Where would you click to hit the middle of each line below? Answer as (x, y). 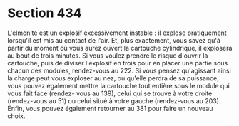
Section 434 (45, 13)
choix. (16, 116)
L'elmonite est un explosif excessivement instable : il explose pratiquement (117, 33)
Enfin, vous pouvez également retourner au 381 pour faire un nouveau (110, 108)
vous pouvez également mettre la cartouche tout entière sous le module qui (118, 85)
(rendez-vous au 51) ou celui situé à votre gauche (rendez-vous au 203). (114, 100)
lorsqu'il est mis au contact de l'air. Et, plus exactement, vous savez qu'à (114, 40)
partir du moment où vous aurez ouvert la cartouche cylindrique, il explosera (120, 48)
